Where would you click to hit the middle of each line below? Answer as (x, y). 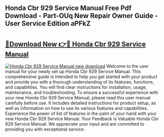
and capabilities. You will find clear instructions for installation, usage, (76, 87)
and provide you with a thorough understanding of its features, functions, (80, 82)
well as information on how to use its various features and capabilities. (77, 108)
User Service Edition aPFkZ (48, 23)
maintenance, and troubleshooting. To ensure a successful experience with (82, 92)
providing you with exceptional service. (45, 129)
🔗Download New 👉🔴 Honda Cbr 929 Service (76, 44)
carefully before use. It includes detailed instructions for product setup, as (81, 103)
